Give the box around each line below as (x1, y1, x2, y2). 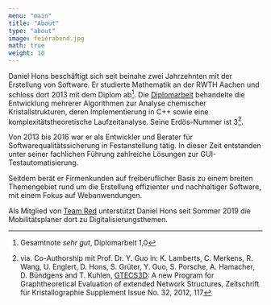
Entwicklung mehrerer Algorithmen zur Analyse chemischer (8, 98, 207, 108)
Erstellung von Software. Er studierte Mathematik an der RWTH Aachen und (8, 80, 260, 89)
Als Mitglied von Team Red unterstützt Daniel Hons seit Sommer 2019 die (8, 206, 252, 216)
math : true (8, 42, 45, 50)
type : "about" (8, 27, 56, 35)
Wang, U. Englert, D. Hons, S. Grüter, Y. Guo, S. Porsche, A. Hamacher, (19, 262, 256, 272)
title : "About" (8, 19, 60, 27)
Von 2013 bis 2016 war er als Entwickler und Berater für (8, 132, 194, 142)
